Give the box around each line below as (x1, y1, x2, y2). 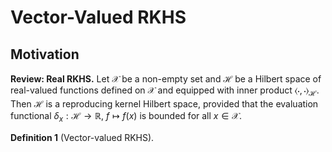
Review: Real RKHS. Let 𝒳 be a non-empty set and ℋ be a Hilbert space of (10, 73, 322, 85)
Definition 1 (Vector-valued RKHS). (10, 131, 155, 143)
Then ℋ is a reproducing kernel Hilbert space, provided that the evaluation (10, 97, 319, 110)
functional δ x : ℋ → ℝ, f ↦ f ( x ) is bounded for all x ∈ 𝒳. (10, 109, 243, 124)
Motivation (10, 46, 80, 63)
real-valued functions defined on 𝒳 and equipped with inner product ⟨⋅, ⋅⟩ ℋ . (10, 84, 320, 98)
